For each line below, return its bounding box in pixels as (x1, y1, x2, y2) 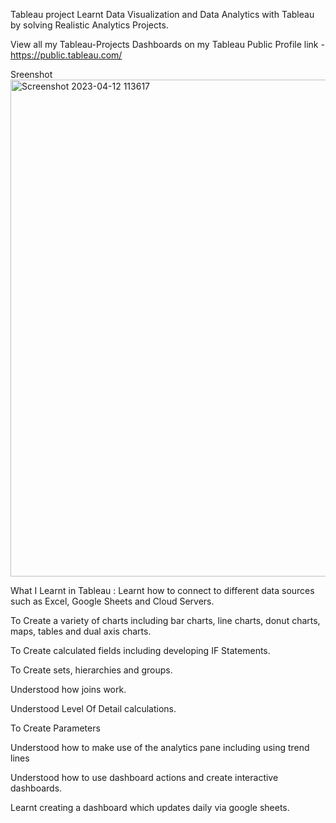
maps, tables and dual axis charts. (10, 625, 152, 637)
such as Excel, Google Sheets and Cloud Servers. (10, 595, 215, 607)
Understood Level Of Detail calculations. (10, 703, 177, 714)
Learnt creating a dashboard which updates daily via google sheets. (10, 802, 290, 813)
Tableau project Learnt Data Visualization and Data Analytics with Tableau (10, 9, 315, 20)
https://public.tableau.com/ (10, 49, 123, 61)
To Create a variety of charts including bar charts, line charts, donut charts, (10, 615, 321, 626)
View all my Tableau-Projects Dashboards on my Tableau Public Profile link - (10, 39, 325, 50)
